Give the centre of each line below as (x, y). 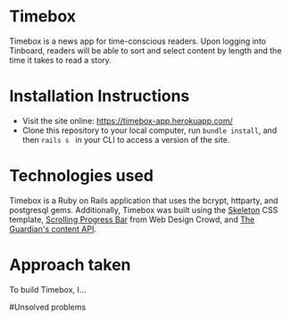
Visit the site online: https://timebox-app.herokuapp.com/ (128, 120)
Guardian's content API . (53, 228)
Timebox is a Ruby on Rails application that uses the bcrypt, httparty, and (144, 200)
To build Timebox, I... (48, 289)
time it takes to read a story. (60, 60)
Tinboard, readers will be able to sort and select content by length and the (145, 50)
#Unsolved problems (48, 307)
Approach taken (70, 265)
